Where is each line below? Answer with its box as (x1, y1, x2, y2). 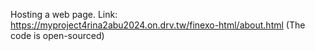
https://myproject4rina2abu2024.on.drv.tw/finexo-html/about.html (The (10, 19, 306, 31)
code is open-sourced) (10, 30, 105, 41)
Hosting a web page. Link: (10, 9, 118, 20)
